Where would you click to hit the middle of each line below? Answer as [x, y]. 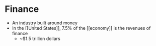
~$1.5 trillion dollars [40, 39]
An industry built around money [45, 23]
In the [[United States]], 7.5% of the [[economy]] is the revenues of [81, 28]
